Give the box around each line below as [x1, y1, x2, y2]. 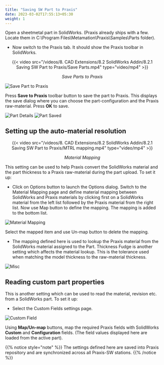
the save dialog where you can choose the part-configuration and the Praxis [5, 98, 159, 104]
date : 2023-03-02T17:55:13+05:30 [5, 12, 73, 17]
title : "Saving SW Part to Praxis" [5, 7, 78, 12]
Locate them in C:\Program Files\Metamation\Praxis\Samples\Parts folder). [5, 35, 156, 41]
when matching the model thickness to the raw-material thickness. [12, 254, 147, 260]
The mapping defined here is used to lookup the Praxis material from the [12, 239, 159, 244]
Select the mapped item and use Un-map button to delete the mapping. [5, 229, 149, 235]
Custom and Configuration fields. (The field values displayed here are [5, 330, 148, 336]
